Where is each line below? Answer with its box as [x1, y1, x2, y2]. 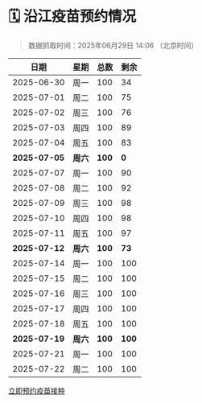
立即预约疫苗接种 [8, 385, 65, 395]
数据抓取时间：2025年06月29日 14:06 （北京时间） [27, 40, 199, 50]
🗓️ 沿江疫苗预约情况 [8, 7, 137, 26]
